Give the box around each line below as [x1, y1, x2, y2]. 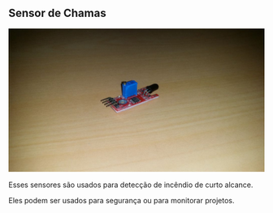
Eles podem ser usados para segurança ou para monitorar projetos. [8, 196, 235, 206]
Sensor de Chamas [8, 6, 107, 20]
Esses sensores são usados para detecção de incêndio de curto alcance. [8, 180, 253, 190]
